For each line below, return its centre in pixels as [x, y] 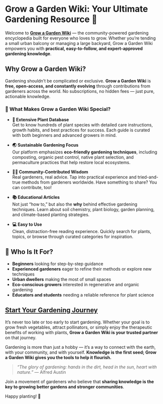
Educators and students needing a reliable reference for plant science [83, 295]
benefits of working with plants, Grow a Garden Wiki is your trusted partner [81, 332]
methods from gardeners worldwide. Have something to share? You [89, 182]
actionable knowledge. [28, 96]
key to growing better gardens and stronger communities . [65, 386]
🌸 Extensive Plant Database [40, 120]
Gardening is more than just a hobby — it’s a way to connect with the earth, [80, 347]
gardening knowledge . [28, 53]
